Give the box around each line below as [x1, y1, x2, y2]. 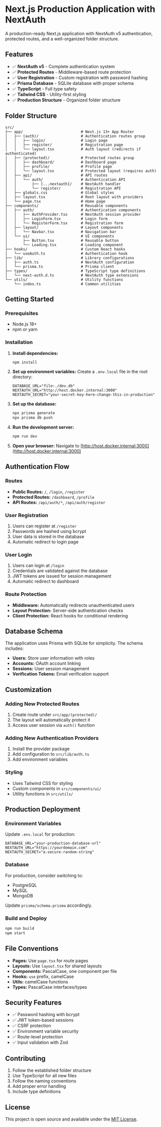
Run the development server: [12, 424, 75, 431]
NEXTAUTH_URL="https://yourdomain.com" [5, 845, 88, 851]
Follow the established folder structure [12, 1067, 92, 1073]
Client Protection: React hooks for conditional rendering [12, 612, 128, 618]
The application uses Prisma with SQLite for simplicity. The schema [5, 640, 143, 646]
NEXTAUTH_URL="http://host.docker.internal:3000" [12, 388, 118, 393]
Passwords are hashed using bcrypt [12, 528, 86, 534]
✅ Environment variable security [12, 1028, 79, 1035]
